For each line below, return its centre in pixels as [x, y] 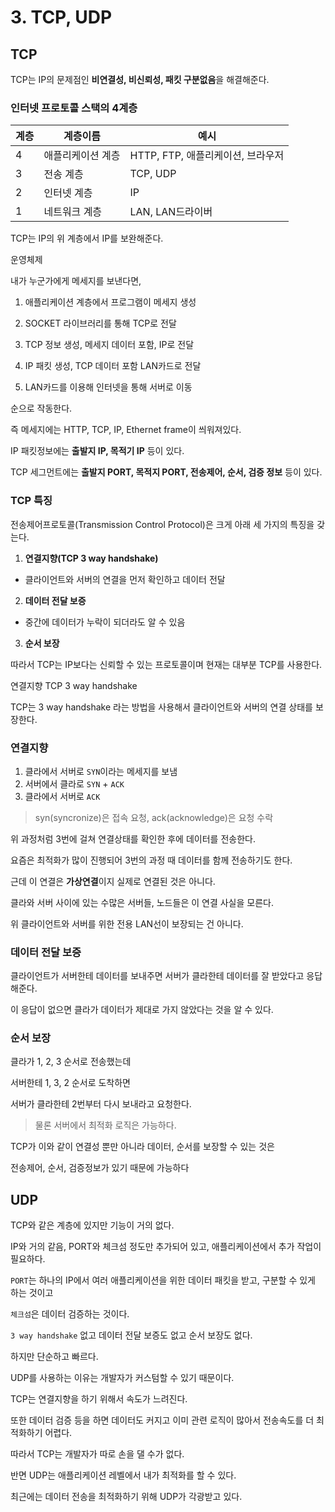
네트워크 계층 [73, 212]
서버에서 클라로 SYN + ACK [74, 783]
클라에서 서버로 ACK [62, 796]
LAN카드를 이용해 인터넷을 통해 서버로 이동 [108, 387]
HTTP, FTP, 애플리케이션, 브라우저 [207, 156]
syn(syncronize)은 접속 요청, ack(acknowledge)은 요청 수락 [154, 817]
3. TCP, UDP [61, 17]
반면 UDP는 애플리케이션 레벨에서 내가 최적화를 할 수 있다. [123, 1475]
